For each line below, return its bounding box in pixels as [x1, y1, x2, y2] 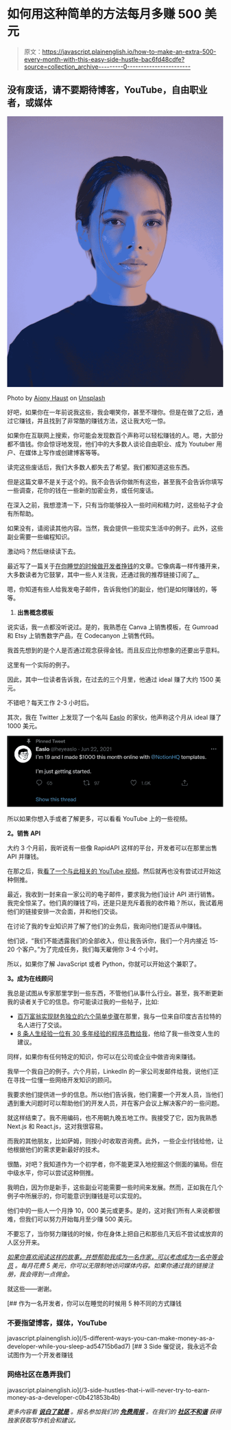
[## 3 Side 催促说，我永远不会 [132, 1342, 218, 1351]
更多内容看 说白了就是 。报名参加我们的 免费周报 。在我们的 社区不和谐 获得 [7, 1407, 221, 1416]
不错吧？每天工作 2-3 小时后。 [7, 698, 93, 707]
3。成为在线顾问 [7, 974, 53, 982]
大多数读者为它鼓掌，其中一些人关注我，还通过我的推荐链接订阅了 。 [7, 570, 199, 578]
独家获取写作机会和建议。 [7, 1416, 80, 1424]
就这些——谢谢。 [7, 1284, 56, 1292]
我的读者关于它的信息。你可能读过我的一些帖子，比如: [7, 998, 160, 1006]
